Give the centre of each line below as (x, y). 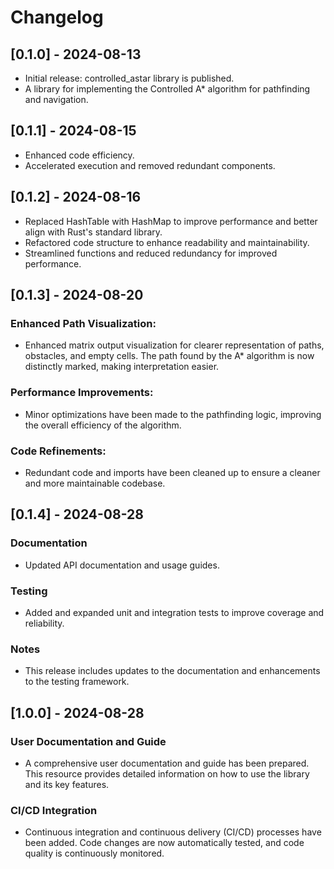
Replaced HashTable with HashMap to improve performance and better (171, 221)
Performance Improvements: (82, 393)
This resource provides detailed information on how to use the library (167, 773)
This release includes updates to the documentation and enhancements (172, 671)
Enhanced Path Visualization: (83, 323)
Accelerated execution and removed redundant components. (150, 165)
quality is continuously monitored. (94, 853)
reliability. (44, 623)
